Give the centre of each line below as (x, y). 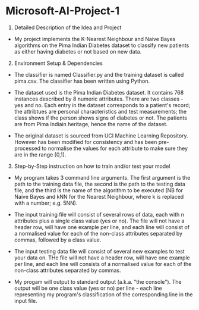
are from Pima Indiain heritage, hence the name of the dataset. (91, 124)
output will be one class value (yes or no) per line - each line (88, 288)
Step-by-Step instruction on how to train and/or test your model (92, 166)
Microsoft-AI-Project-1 (63, 11)
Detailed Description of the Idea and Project (68, 27)
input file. (26, 300)
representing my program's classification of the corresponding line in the (104, 294)
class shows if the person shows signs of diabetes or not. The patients (101, 118)
